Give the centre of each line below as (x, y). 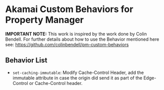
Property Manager (45, 20)
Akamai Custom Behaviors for (69, 9)
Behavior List (26, 61)
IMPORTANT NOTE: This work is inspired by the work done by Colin (76, 34)
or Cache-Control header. (56, 83)
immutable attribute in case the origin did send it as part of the (77, 78)
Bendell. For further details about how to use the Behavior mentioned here (82, 39)
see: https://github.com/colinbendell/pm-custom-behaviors (67, 44)
